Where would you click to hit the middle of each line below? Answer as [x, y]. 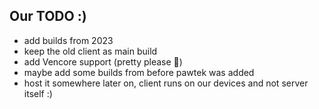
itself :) [38, 93]
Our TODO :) [48, 16]
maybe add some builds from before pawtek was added [139, 72]
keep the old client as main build [90, 51]
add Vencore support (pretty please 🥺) [103, 61]
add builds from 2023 [68, 40]
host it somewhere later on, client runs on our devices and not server [166, 83]
